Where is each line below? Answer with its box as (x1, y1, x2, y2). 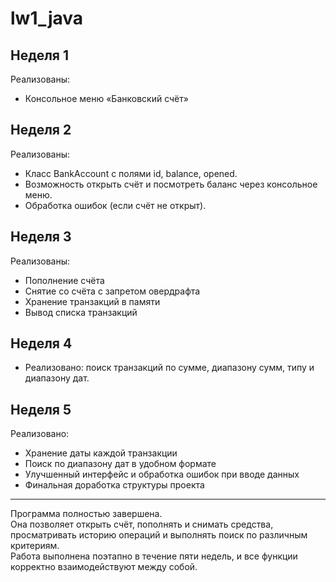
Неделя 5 (10, 401, 72, 418)
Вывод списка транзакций (24, 306, 138, 318)
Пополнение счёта (24, 274, 105, 286)
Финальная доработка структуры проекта (24, 479, 205, 491)
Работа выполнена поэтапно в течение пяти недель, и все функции (10, 550, 298, 562)
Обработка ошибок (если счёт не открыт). (24, 199, 207, 211)
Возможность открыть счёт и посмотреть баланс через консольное (24, 178, 318, 190)
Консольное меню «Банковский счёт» (24, 93, 189, 104)
